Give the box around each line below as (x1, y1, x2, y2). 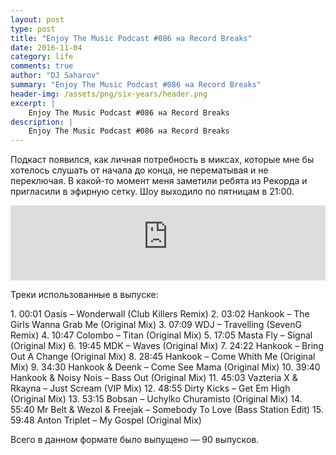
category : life (10, 52, 74, 62)
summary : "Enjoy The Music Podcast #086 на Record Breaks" (10, 80, 262, 90)
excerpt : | (10, 98, 56, 108)
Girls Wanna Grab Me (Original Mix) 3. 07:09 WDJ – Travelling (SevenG (10, 319, 302, 331)
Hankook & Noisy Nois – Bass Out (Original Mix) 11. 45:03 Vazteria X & (10, 372, 298, 384)
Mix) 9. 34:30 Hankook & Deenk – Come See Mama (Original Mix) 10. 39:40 (10, 361, 321, 373)
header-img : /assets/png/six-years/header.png (10, 89, 208, 99)
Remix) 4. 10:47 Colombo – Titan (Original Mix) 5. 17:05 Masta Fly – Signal (10, 329, 313, 341)
